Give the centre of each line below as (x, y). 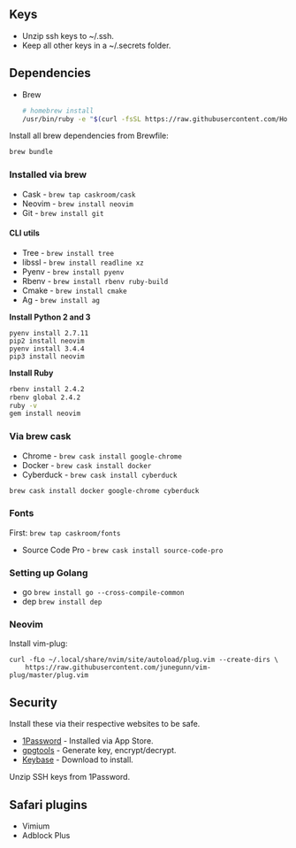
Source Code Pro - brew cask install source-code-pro (122, 550)
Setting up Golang (49, 573)
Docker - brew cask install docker (87, 465)
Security (33, 702)
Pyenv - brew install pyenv (73, 271)
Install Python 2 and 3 (50, 317)
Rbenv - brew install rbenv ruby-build (95, 281)
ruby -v (23, 405)
